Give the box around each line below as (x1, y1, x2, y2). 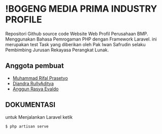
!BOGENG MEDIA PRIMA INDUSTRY (5, 3, 157, 15)
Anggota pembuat (5, 61, 64, 70)
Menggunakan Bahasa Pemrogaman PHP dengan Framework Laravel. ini (5, 36, 157, 42)
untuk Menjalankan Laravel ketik (5, 114, 73, 120)
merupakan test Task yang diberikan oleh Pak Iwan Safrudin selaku (5, 41, 146, 47)
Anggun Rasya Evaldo (12, 86, 59, 92)
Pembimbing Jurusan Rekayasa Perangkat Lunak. (5, 47, 109, 53)
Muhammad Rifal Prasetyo (12, 75, 68, 81)
